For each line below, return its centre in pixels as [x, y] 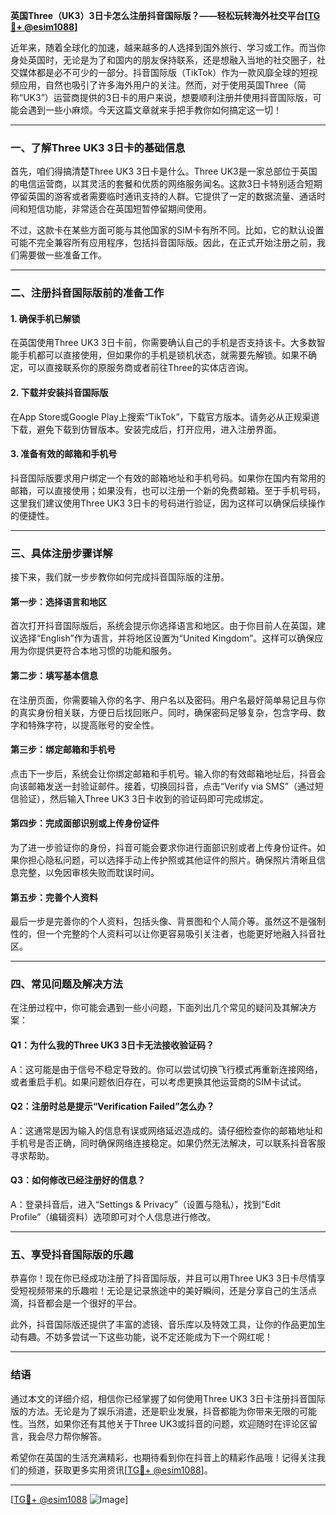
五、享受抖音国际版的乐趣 [72, 1254]
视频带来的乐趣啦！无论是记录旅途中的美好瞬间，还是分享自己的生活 [167, 1291]
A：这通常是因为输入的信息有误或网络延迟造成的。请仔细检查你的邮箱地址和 [166, 1130]
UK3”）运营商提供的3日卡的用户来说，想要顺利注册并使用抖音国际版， [168, 97]
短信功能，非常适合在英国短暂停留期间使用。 [119, 209]
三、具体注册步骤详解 [61, 553]
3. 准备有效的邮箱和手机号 [64, 454]
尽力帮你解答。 [75, 1436]
